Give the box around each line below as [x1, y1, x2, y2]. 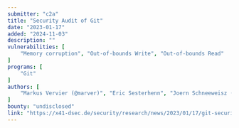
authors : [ [7, 83, 40, 90]
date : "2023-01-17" [7, 23, 65, 31]
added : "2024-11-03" [7, 30, 69, 38]
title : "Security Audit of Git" [7, 17, 103, 24]
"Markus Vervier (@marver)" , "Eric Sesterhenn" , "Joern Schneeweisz [20, 90, 228, 97]
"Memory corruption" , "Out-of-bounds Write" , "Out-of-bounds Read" [20, 50, 224, 58]
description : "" [7, 37, 55, 44]
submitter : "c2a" [7, 10, 59, 18]
